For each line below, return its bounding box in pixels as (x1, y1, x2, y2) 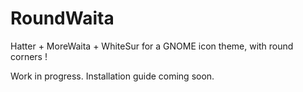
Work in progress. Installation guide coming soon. (10, 70, 215, 82)
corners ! (10, 50, 48, 62)
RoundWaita (10, 7, 115, 30)
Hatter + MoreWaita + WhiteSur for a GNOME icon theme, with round (10, 40, 294, 52)
